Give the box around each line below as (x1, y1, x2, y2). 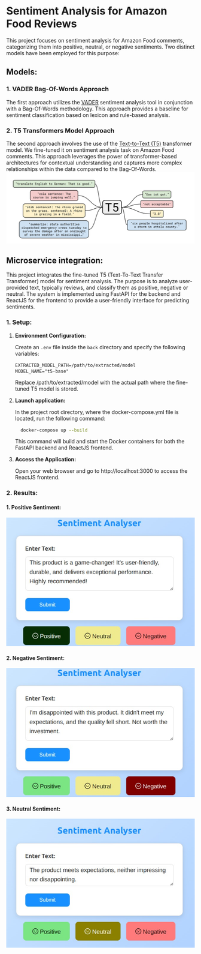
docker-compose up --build (20, 427, 88, 433)
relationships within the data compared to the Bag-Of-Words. (6, 165, 157, 172)
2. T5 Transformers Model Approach (6, 126, 115, 134)
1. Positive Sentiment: (6, 503, 62, 511)
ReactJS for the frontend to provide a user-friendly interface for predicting (6, 297, 190, 304)
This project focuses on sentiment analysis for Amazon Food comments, (6, 37, 184, 44)
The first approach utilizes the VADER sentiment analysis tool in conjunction (6, 98, 193, 106)
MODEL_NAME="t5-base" (14, 368, 69, 374)
